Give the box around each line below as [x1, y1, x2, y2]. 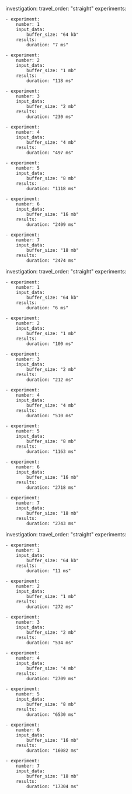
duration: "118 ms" [26, 78, 74, 84]
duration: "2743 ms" [26, 521, 77, 526]
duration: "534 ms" [26, 640, 74, 646]
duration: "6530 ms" [26, 712, 77, 718]
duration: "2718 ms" [26, 485, 77, 491]
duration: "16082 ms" [26, 748, 79, 754]
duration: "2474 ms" [26, 258, 77, 263]
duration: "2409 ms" [26, 222, 77, 228]
